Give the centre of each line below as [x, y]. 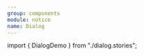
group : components [34, 13]
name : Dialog [26, 26]
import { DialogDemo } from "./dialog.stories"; [72, 46]
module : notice [29, 20]
